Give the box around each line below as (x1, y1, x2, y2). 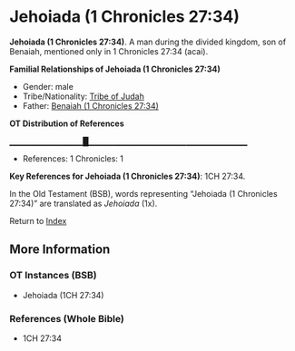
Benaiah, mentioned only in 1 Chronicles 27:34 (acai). (9, 45, 209, 56)
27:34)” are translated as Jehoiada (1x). (9, 198, 158, 209)
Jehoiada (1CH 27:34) (22, 289, 104, 300)
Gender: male (22, 81, 74, 92)
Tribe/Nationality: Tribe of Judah (22, 91, 145, 102)
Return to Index (9, 215, 67, 226)
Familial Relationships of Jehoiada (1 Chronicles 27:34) (9, 63, 221, 74)
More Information (9, 242, 111, 258)
